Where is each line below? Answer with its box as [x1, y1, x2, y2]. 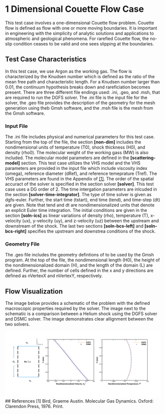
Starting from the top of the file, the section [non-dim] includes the [5, 139, 141, 145]
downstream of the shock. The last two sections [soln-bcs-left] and [5, 223, 144, 229]
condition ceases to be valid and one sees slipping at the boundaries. [13, 41, 154, 46]
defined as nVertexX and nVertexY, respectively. [5, 273, 103, 279]
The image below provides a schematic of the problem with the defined [5, 300, 150, 306]
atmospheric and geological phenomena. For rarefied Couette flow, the [5, 36, 149, 41]
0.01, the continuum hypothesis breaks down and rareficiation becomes [5, 84, 150, 90]
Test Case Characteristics [5, 55, 87, 64]
